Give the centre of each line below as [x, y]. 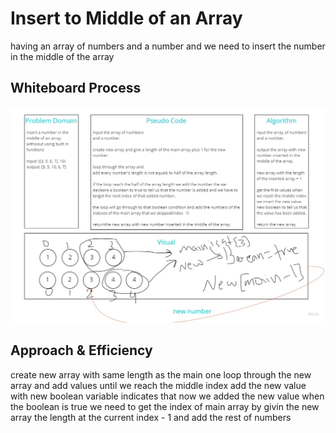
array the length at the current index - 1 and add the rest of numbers [151, 417]
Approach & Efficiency [81, 350]
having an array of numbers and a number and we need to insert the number [168, 46]
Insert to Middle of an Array [126, 18]
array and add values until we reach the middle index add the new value [158, 385]
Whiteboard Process [76, 88]
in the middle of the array [62, 56]
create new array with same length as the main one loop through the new [161, 374]
